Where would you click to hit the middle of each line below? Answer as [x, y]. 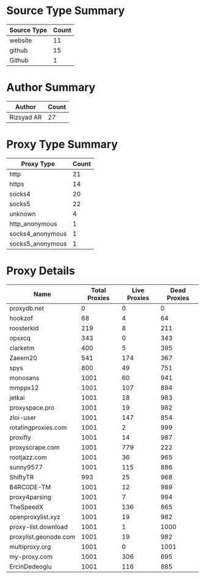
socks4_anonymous [38, 234]
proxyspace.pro [32, 407]
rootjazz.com [28, 457]
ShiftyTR [22, 477]
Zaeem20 [23, 358]
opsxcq [20, 338]
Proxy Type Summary [62, 145]
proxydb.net [27, 308]
